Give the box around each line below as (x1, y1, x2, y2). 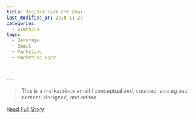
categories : (6, 20, 37, 26)
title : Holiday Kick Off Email (6, 9, 86, 15)
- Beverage (12, 37, 40, 43)
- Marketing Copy (12, 54, 56, 60)
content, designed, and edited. (21, 93, 99, 101)
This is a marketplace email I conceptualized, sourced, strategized (21, 87, 188, 95)
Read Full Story (6, 105, 45, 113)
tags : (6, 32, 20, 38)
